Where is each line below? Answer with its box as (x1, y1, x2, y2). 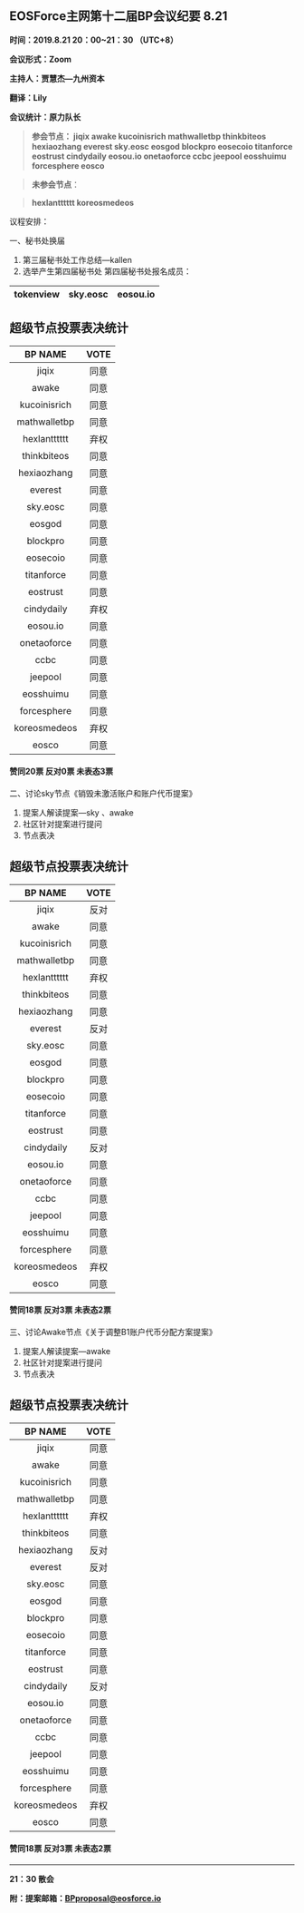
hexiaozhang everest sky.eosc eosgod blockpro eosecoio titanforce (31, 141, 293, 151)
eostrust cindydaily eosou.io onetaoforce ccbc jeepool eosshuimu (31, 151, 287, 161)
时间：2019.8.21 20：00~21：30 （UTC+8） (9, 34, 179, 45)
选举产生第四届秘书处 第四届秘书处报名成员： (22, 266, 192, 277)
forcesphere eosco (31, 160, 105, 171)
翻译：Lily (9, 92, 48, 102)
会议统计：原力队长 (9, 112, 81, 122)
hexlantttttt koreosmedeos (31, 197, 134, 208)
